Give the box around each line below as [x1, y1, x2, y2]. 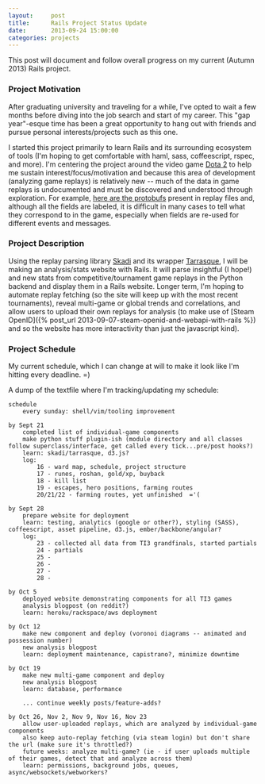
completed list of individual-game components [22, 429, 179, 436]
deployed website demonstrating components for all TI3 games [22, 595, 232, 603]
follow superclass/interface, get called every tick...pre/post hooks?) [8, 442, 254, 451]
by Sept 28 [8, 505, 44, 513]
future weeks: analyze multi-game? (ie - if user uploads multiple [22, 747, 250, 756]
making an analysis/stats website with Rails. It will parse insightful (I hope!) [8, 264, 252, 274]
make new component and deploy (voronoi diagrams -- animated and [22, 630, 247, 638]
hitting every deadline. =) [8, 370, 90, 379]
